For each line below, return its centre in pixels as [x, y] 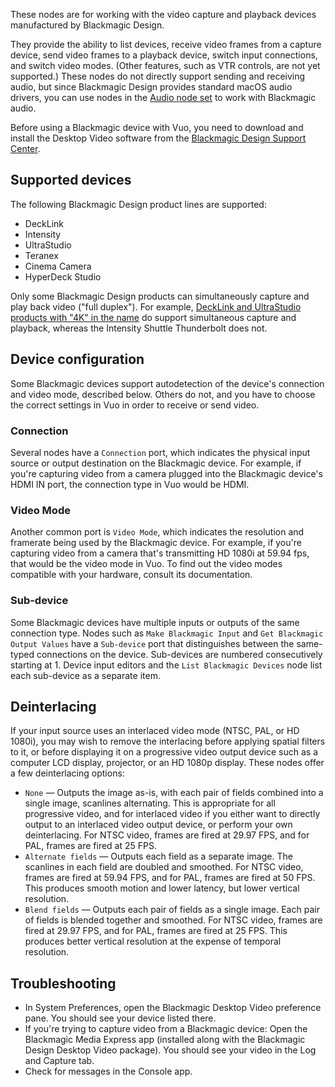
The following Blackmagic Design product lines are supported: [138, 204]
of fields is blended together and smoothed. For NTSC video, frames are [173, 920]
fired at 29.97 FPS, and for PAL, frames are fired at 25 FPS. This [156, 931]
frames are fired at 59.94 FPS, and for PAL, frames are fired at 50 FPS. [170, 878]
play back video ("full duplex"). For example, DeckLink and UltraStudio [156, 306]
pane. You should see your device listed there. [120, 1018]
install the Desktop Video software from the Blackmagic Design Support [158, 138]
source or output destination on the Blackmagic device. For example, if [156, 463]
